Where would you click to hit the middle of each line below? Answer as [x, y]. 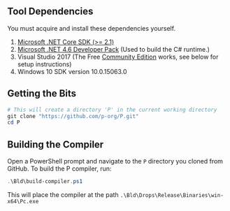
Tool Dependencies [50, 12]
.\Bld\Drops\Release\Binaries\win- [172, 195]
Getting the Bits [42, 94]
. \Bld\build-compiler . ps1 [45, 182]
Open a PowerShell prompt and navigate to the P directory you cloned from [115, 161]
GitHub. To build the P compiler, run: [59, 169]
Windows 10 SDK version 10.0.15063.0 [72, 71]
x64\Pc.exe [23, 201]
